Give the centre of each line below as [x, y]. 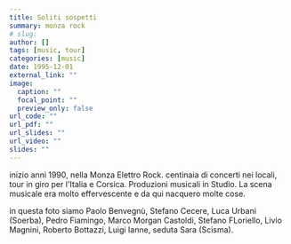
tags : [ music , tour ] [48, 51]
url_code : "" [33, 116]
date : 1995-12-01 [41, 67]
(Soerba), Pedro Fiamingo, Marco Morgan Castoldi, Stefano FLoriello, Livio [146, 220]
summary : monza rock [48, 26]
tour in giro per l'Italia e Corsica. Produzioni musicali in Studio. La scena [141, 184]
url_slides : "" [37, 133]
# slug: [24, 34]
